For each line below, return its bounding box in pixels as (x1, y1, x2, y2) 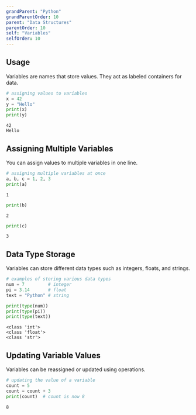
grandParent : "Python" (6, 8, 61, 15)
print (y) (6, 112, 27, 118)
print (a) (6, 181, 27, 187)
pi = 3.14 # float (6, 287, 67, 293)
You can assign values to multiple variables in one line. (6, 159, 138, 166)
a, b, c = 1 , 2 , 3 (6, 176, 51, 182)
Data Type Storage (6, 249, 75, 259)
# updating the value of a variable (6, 378, 95, 383)
